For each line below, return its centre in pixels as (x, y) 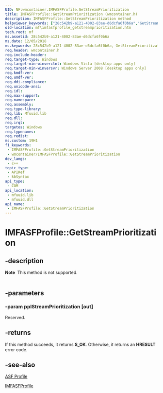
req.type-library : (24, 109)
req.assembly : (19, 105)
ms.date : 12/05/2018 (26, 41)
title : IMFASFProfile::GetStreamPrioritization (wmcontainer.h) (71, 14)
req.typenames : (20, 132)
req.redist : (17, 136)
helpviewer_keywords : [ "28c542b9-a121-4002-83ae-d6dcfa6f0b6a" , (71, 23)
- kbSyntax (18, 177)
